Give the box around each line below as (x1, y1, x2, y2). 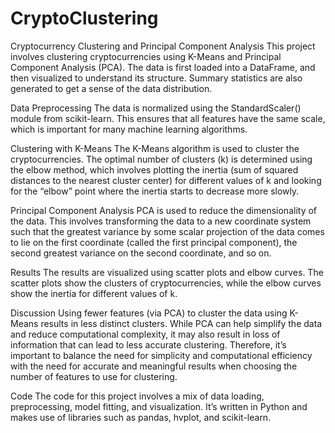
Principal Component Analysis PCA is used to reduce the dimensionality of (10, 204, 318, 216)
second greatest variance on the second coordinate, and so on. (10, 247, 272, 259)
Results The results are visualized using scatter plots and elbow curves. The (10, 266, 324, 278)
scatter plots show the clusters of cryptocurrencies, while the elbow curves (10, 277, 322, 289)
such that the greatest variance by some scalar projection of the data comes (10, 225, 325, 237)
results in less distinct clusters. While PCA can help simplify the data (40, 317, 323, 329)
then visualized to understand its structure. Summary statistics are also (10, 72, 303, 84)
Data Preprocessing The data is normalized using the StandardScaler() (10, 102, 302, 114)
